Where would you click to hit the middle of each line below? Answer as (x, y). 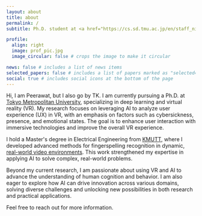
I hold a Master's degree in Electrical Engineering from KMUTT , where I (94, 139)
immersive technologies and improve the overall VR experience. (85, 128)
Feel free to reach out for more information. (60, 208)
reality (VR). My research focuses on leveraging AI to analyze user (88, 109)
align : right (28, 45)
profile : (17, 40)
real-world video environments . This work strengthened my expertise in (95, 152)
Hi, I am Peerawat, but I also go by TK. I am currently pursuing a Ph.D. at (96, 96)
